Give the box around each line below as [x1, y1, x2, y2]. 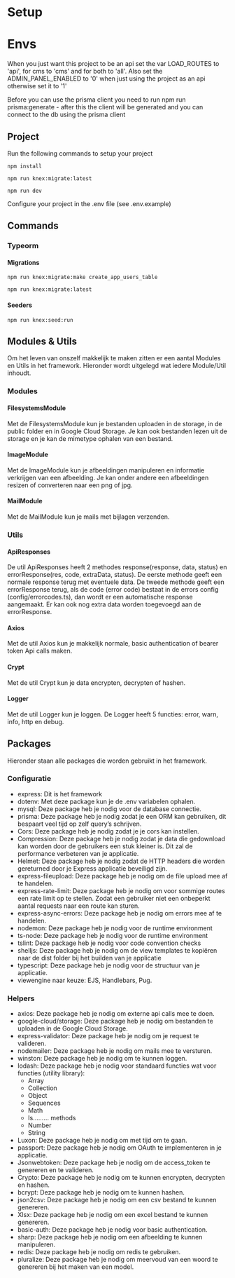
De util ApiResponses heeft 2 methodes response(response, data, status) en [7, 563, 227, 571]
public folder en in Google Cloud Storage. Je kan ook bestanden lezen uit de [7, 427, 227, 435]
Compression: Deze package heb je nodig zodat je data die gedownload [17, 834, 226, 843]
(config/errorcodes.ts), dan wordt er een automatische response [7, 593, 194, 601]
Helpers [7, 993, 35, 1003]
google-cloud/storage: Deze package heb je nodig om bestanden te [17, 1017, 213, 1026]
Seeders [7, 301, 33, 309]
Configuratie [7, 774, 52, 784]
